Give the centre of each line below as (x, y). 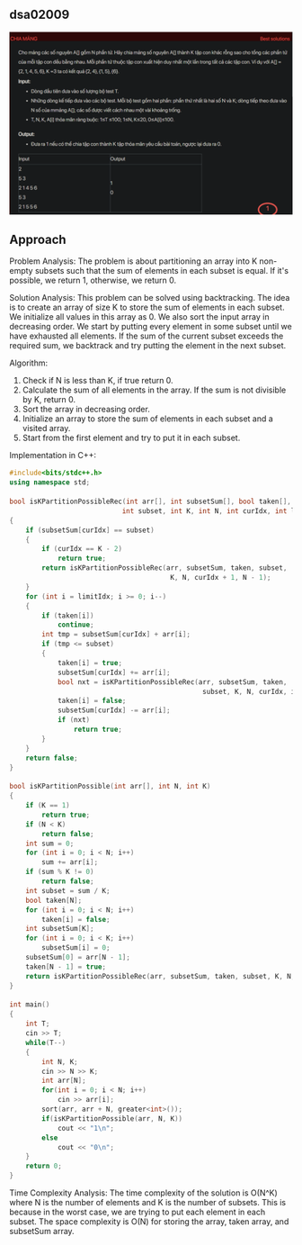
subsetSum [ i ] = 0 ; (76, 948)
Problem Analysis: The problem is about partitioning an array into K (133, 261)
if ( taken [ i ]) (68, 616)
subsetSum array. (42, 1231)
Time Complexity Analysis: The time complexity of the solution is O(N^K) (144, 1193)
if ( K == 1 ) (48, 806)
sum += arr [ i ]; (70, 862)
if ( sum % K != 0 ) (60, 872)
